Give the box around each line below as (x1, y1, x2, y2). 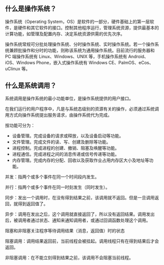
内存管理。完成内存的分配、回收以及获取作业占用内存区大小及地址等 (12, 157, 149, 163)
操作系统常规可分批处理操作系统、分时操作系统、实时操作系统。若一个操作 (5, 41, 155, 47)
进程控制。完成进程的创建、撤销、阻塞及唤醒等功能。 (12, 145, 120, 151)
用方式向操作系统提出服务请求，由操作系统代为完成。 (5, 112, 112, 118)
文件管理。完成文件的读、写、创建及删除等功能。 (12, 139, 111, 145)
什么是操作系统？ (5, 4, 57, 13)
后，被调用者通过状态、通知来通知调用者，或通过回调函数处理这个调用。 (5, 217, 150, 223)
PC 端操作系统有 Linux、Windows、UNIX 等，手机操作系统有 (5, 53, 127, 59)
